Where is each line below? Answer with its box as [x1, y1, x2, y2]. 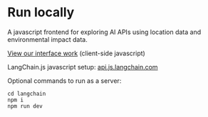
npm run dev [7, 102, 43, 110]
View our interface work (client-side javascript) [7, 49, 146, 57]
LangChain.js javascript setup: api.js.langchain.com [7, 62, 158, 71]
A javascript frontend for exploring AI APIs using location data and [7, 28, 202, 36]
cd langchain [7, 90, 46, 97]
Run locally [7, 4, 75, 21]
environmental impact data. [7, 35, 88, 43]
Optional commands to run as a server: [7, 76, 122, 85]
